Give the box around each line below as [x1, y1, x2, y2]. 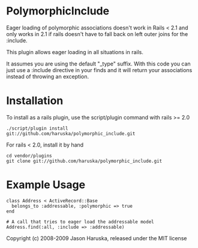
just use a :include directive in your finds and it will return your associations [6, 66, 193, 73]
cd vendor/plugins [6, 153, 52, 159]
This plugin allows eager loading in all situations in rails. [6, 48, 144, 55]
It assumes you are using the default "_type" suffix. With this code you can [6, 60, 191, 67]
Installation [6, 94, 64, 107]
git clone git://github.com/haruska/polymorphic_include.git [6, 158, 163, 164]
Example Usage [6, 178, 86, 192]
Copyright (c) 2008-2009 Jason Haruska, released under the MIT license [6, 234, 187, 241]
